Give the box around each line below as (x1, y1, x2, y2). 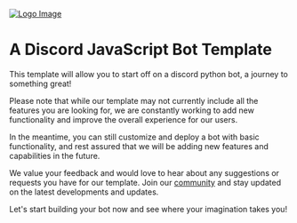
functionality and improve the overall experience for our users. (9, 114, 238, 124)
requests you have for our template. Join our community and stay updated (9, 177, 282, 187)
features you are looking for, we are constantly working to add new (9, 105, 255, 115)
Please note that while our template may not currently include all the (9, 95, 259, 106)
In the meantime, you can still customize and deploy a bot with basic (9, 131, 260, 142)
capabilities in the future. (9, 150, 100, 161)
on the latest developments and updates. (9, 187, 159, 197)
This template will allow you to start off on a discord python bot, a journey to (9, 68, 289, 79)
